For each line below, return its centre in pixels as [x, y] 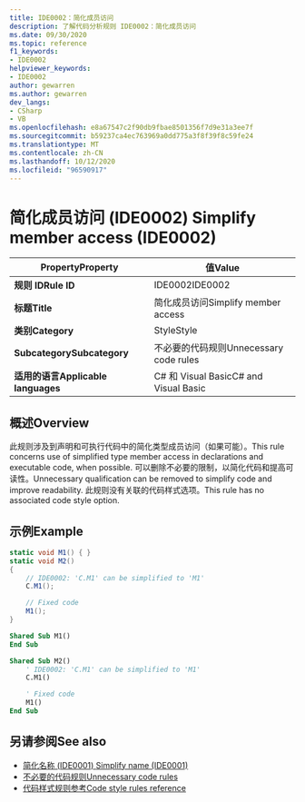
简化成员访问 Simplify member [217, 302]
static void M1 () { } [50, 552]
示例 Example [46, 531]
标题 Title [33, 308]
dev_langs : [30, 102]
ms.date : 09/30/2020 [49, 35]
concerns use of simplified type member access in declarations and [136, 457]
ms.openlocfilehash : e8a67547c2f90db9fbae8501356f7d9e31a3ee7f [132, 128]
